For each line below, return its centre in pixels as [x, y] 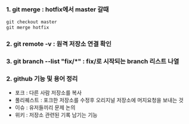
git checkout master [32, 22]
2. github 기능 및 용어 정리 [42, 78]
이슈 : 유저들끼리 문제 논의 [45, 107]
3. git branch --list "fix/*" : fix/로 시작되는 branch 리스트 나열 [93, 61]
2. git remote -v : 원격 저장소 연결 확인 [59, 44]
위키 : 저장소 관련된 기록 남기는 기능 [56, 115]
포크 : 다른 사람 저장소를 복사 [48, 93]
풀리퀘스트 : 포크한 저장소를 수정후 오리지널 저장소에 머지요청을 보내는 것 [99, 100]
